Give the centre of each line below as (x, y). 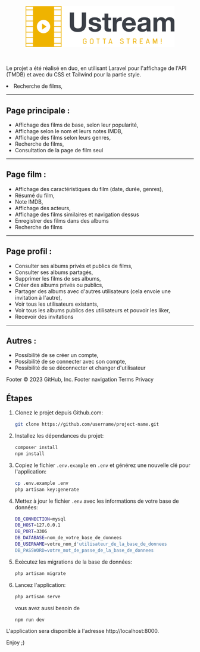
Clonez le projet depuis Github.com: (59, 413)
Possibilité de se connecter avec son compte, (71, 362)
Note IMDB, (29, 202)
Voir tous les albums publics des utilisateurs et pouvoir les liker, (93, 310)
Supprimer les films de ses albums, (58, 278)
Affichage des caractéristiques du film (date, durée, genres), (89, 189)
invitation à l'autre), (38, 297)
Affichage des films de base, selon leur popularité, (76, 125)
